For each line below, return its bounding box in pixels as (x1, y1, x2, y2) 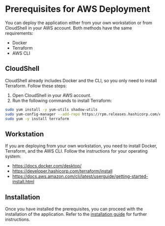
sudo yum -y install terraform (5, 116, 69, 121)
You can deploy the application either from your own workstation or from (5, 20, 152, 26)
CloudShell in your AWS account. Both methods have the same (5, 25, 133, 31)
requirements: (5, 30, 33, 36)
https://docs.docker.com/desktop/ (12, 163, 82, 169)
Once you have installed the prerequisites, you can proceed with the (5, 206, 143, 212)
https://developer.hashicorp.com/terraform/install (12, 168, 113, 174)
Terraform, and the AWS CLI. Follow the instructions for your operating (5, 148, 148, 154)
